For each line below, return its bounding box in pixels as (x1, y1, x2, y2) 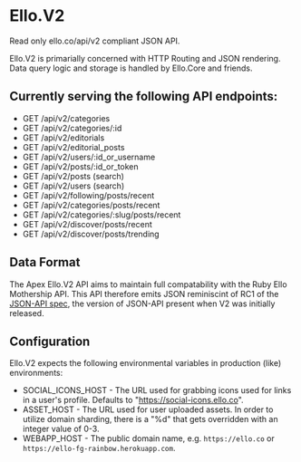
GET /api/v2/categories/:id (22, 122, 122, 133)
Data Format (9, 255, 81, 270)
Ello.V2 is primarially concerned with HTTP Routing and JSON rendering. (9, 53, 281, 63)
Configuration (9, 333, 91, 349)
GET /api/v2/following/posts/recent (22, 189, 155, 200)
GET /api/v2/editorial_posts (22, 141, 125, 152)
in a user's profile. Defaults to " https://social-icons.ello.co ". (22, 395, 244, 406)
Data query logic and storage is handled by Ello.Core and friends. (9, 63, 253, 73)
